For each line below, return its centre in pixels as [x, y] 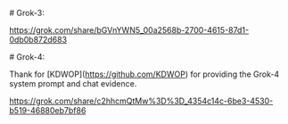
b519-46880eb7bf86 [48, 110]
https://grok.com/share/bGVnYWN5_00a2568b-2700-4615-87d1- [129, 30]
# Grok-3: [27, 13]
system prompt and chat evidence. [73, 83]
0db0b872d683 [38, 40]
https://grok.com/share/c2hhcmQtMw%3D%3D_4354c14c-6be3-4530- [141, 101]
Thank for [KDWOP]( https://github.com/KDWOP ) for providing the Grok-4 [144, 74]
